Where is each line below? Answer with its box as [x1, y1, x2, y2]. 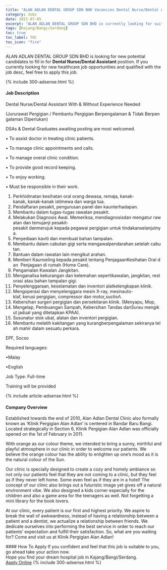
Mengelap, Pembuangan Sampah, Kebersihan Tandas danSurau [12, 304, 143, 310]
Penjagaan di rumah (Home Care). [20, 262, 90, 268]
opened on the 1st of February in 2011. [5, 431, 84, 437]
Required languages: [5, 344, 48, 351]
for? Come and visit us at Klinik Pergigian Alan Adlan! [5, 534, 114, 540]
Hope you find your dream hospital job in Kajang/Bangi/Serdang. [5, 554, 138, 560]
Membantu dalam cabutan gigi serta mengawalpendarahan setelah [12, 241, 150, 247]
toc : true [5, 30, 26, 35]
